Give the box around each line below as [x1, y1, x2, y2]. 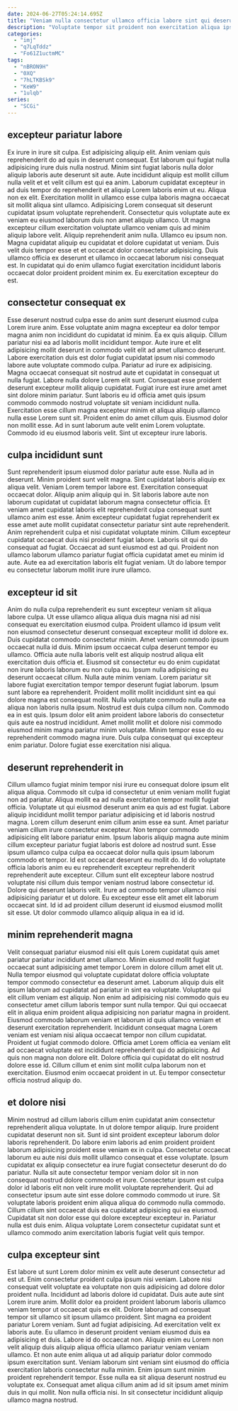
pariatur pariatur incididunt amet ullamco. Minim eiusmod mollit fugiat [7, 955, 210, 963]
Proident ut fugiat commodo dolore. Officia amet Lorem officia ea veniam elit [7, 1038, 231, 1046]
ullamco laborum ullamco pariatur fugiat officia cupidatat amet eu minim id [7, 550, 225, 559]
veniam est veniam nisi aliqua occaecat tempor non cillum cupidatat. [7, 1030, 208, 1039]
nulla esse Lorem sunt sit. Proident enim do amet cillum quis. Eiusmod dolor [7, 413, 228, 422]
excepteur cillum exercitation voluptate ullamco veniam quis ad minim [7, 223, 210, 231]
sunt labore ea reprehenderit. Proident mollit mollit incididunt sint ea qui [7, 688, 216, 697]
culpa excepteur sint [7, 1249, 101, 1261]
